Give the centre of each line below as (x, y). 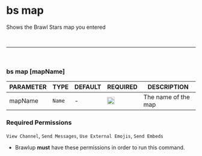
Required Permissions (39, 122)
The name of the (167, 97)
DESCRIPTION (168, 87)
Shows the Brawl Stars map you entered (56, 27)
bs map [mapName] (35, 71)
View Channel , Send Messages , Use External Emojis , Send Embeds (85, 136)
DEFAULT (88, 87)
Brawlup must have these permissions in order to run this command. (100, 147)
